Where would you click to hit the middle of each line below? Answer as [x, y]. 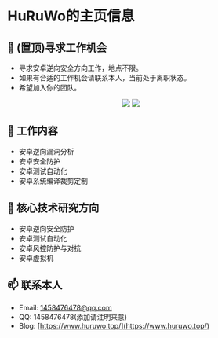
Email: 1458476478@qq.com [65, 308]
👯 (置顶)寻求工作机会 [57, 48]
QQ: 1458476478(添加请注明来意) [73, 317]
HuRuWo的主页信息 [71, 16]
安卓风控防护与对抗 [50, 248]
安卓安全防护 [39, 161]
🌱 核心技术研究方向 [53, 208]
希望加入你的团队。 [50, 88]
